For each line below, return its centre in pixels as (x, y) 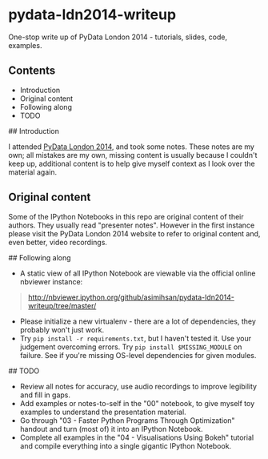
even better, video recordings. (58, 242)
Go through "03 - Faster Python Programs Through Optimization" (127, 420)
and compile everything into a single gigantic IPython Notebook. (126, 445)
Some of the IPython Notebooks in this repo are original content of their (126, 216)
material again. (33, 172)
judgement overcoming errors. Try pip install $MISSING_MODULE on (131, 347)
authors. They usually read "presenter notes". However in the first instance (132, 225)
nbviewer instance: (51, 281)
